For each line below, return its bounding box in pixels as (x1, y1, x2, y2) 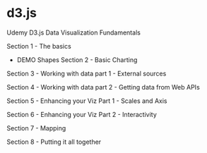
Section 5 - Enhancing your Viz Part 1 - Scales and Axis (6, 97, 167, 105)
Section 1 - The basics (6, 42, 71, 50)
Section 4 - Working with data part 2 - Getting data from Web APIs (6, 82, 201, 91)
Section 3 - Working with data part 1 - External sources (6, 69, 167, 78)
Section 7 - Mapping (6, 123, 66, 132)
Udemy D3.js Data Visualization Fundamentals (6, 28, 141, 37)
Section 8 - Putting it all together (6, 137, 102, 146)
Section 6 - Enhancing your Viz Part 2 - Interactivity (6, 110, 157, 118)
